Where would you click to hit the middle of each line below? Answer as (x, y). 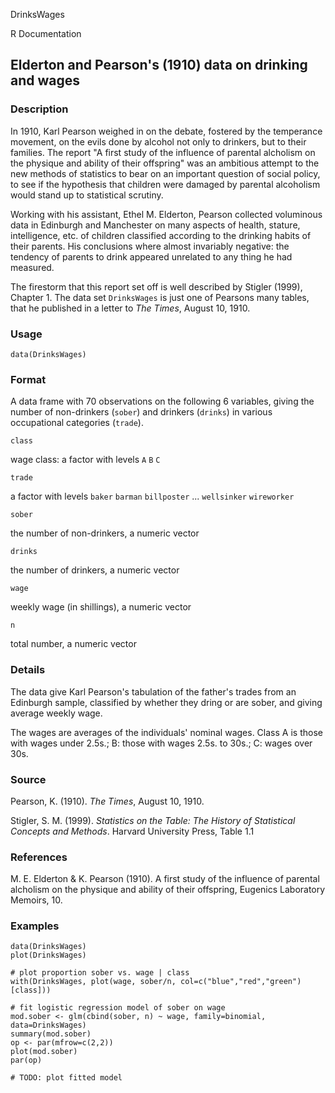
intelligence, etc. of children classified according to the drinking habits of (161, 235)
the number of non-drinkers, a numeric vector (105, 533)
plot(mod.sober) (44, 1052)
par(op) (26, 1060)
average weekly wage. (56, 713)
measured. (32, 267)
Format (28, 379)
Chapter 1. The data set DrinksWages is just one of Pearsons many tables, (160, 297)
